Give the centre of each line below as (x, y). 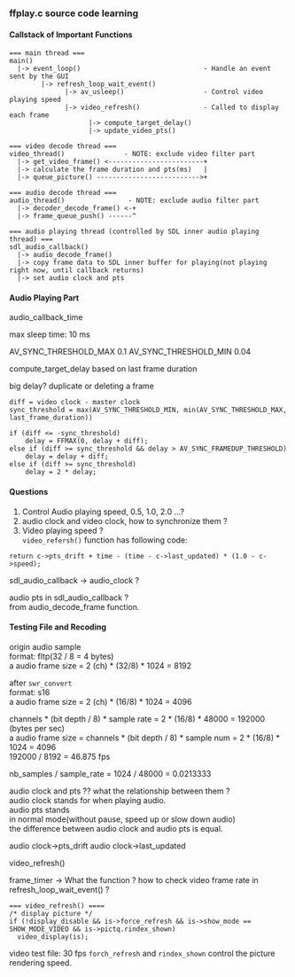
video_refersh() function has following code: (105, 540)
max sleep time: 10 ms (50, 334)
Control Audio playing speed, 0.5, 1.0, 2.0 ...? (103, 512)
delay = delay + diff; (67, 457)
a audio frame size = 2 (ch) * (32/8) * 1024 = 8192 (101, 665)
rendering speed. (41, 962)
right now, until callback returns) (77, 270)
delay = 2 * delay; (61, 473)
